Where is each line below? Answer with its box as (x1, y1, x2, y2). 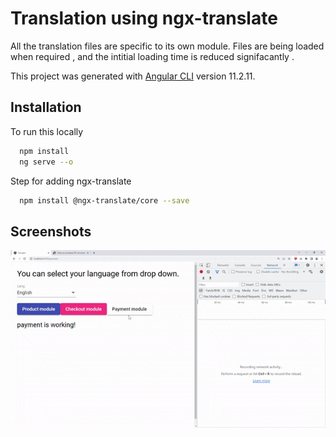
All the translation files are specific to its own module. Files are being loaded (10, 40, 325, 52)
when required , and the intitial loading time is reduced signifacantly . (10, 50, 295, 62)
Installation (10, 99, 82, 116)
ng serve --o (19, 157, 74, 167)
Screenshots (10, 223, 92, 240)
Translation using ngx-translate (10, 7, 278, 30)
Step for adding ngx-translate (10, 175, 132, 187)
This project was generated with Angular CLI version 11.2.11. (10, 70, 256, 82)
